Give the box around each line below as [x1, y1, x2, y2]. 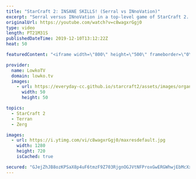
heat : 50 [6, 41, 27, 47]
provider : [6, 62, 30, 68]
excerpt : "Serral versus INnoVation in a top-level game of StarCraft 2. [6, 14, 190, 20]
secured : [6, 164, 27, 170]
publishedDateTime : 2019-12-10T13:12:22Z [6, 36, 108, 41]
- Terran [11, 116, 33, 122]
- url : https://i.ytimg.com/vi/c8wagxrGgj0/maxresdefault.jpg [11, 138, 166, 143]
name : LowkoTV [11, 68, 45, 73]
